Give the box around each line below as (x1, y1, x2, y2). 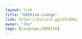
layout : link (5, 7, 33, 13)
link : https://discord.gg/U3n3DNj (5, 17, 78, 22)
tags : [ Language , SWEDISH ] (5, 26, 59, 31)
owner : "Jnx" (5, 21, 33, 27)
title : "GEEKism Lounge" (5, 12, 57, 17)
